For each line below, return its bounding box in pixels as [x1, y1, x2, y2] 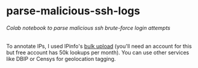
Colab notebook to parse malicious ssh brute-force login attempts [6, 24, 170, 31]
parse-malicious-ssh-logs [6, 4, 140, 18]
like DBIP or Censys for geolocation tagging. [6, 55, 116, 63]
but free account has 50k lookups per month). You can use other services [6, 49, 190, 56]
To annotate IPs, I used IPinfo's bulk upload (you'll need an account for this [6, 43, 192, 50]
